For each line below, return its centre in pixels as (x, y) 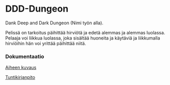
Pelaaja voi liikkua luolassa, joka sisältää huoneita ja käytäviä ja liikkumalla (83, 38)
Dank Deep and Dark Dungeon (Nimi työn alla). (54, 23)
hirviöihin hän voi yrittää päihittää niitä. (46, 43)
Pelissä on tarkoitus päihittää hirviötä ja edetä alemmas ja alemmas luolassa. (85, 32)
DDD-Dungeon (37, 9)
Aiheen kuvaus (21, 68)
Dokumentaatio (25, 56)
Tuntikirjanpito (20, 77)
